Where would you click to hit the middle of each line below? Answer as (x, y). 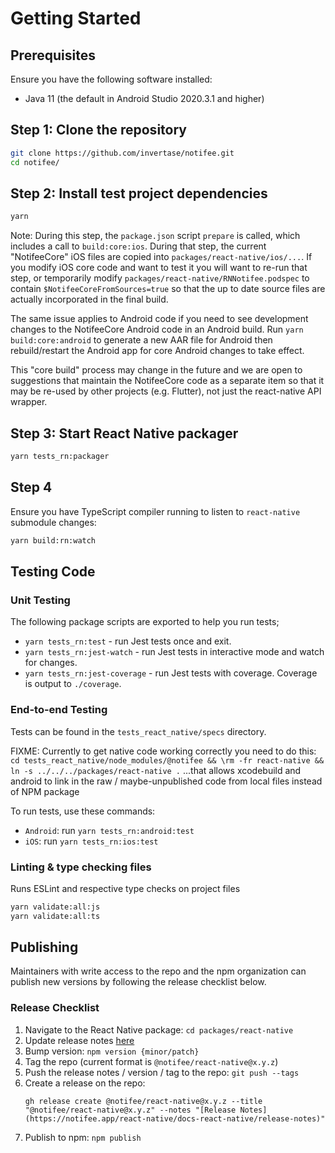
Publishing (44, 947)
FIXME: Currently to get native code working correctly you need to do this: (163, 751)
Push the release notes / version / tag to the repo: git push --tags (162, 1072)
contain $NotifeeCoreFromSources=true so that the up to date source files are (168, 289)
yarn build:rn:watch (53, 540)
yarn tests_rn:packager (60, 457)
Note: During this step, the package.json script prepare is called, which (155, 236)
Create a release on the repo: (85, 1083)
